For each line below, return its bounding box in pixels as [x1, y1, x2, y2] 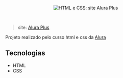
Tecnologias [5, 49, 45, 58]
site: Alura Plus [17, 24, 50, 30]
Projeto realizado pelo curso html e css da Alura [5, 34, 106, 40]
